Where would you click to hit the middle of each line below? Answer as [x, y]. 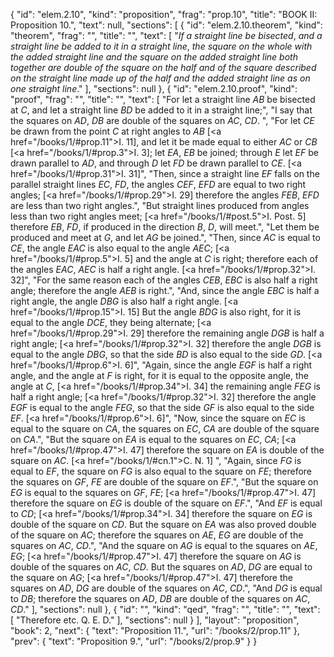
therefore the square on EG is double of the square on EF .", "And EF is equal [166, 503]
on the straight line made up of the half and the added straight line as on [160, 78]
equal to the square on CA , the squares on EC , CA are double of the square [165, 428]
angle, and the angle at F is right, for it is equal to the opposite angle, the [160, 375]
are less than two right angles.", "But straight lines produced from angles [160, 205]
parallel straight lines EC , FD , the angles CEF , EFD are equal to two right [158, 184]
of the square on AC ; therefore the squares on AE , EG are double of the [157, 535]
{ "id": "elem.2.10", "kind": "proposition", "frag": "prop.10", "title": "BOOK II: [164, 14]
